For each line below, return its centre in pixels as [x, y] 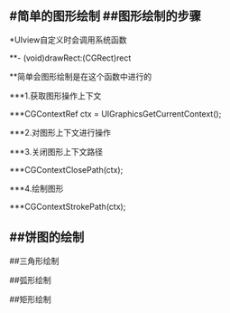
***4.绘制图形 [37, 188]
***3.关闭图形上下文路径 [56, 151]
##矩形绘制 [30, 299]
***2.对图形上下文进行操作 [60, 132]
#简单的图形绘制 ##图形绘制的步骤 [105, 16]
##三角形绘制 [34, 261]
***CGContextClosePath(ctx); [66, 169]
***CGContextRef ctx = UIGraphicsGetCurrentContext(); [115, 114]
